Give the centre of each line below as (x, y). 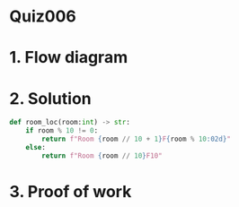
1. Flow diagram (69, 58)
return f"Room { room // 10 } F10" (102, 155)
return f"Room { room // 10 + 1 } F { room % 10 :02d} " (136, 139)
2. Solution (50, 98)
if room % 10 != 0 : (62, 131)
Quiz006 (43, 17)
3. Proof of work (71, 191)
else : (36, 147)
